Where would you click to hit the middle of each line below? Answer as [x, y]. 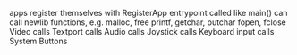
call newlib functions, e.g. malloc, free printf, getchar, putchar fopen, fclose [148, 22]
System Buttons [38, 41]
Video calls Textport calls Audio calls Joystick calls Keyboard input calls [142, 31]
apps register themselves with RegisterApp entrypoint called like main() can [148, 13]
